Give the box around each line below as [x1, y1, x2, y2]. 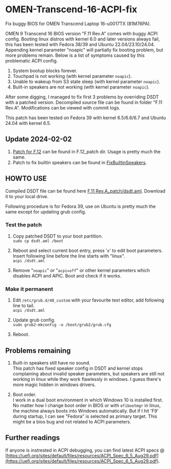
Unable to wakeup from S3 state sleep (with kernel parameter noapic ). [12, 78, 160, 84]
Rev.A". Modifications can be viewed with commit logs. [5, 104, 120, 111]
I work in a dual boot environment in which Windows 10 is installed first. [12, 397, 163, 403]
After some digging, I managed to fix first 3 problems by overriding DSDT [5, 94, 159, 100]
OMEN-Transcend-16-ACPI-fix [5, 4, 137, 15]
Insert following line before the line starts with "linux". [12, 252, 126, 259]
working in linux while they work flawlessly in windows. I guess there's [12, 376, 161, 382]
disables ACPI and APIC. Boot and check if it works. [12, 272, 121, 279]
